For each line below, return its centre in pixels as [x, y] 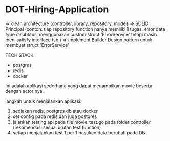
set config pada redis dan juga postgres [55, 116]
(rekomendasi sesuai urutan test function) [57, 127]
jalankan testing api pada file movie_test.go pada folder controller [82, 122]
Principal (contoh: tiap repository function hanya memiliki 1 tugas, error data [85, 29]
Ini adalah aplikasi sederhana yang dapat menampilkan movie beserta [79, 86]
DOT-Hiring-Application [57, 9]
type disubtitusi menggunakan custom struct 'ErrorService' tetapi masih [81, 34]
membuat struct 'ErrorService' [37, 45]
